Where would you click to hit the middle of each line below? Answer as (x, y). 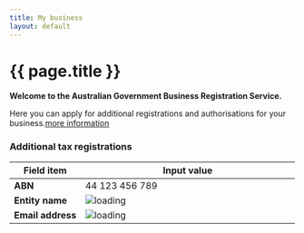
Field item (45, 170)
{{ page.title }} (65, 71)
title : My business (46, 18)
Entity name (41, 200)
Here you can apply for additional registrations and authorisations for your (148, 113)
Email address (45, 215)
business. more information (59, 123)
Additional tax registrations (71, 147)
